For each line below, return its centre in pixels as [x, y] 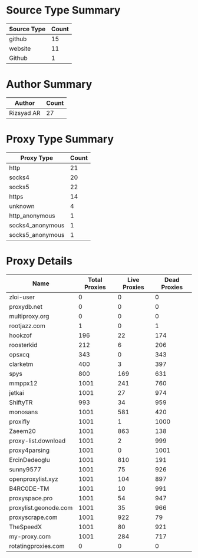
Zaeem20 [23, 431]
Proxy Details [39, 261]
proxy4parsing [29, 450]
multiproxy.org [29, 316]
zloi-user [22, 297]
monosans [24, 412]
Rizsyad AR [25, 113]
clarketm [21, 364]
